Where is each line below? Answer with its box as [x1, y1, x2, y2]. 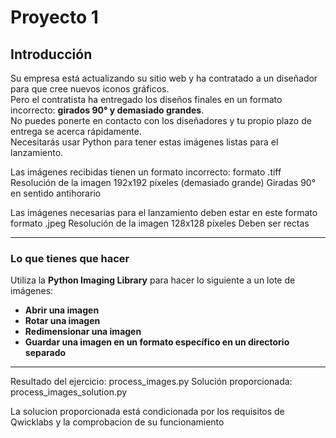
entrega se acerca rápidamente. [10, 126, 142, 137]
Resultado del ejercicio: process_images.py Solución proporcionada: [10, 376, 293, 388]
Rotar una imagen [24, 315, 101, 327]
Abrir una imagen [24, 304, 100, 316]
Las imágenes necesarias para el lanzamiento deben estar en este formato [10, 207, 318, 218]
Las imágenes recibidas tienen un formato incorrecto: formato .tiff [10, 166, 282, 178]
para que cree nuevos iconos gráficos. [10, 83, 170, 95]
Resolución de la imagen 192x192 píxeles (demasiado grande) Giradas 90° [10, 177, 317, 188]
